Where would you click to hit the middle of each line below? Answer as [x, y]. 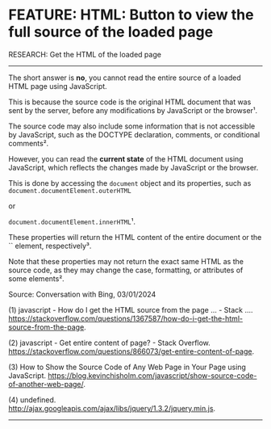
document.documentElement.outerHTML [70, 191]
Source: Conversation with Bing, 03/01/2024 [82, 294]
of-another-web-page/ [46, 384]
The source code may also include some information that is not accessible [132, 126]
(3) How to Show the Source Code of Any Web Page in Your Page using [127, 367]
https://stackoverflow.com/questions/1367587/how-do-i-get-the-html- [126, 318]
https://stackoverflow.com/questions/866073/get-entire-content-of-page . [131, 351]
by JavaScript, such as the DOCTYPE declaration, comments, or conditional [134, 134]
